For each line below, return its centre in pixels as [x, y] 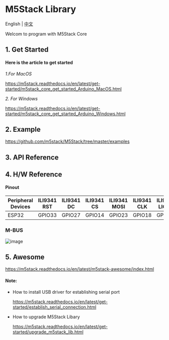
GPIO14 [95, 215]
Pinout [12, 187]
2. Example [23, 129]
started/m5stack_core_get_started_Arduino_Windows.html [65, 114]
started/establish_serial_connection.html [54, 307]
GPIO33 [47, 215]
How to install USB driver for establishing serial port [66, 292]
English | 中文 [19, 24]
